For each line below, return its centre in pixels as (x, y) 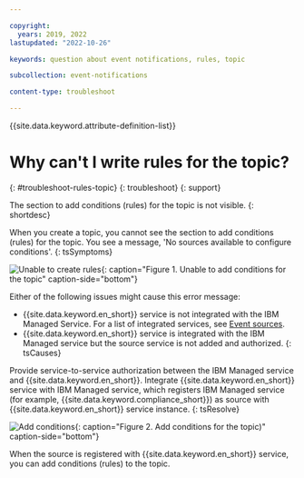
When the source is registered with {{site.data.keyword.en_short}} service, (149, 453)
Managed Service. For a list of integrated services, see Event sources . (154, 324)
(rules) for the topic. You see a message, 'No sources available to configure (151, 242)
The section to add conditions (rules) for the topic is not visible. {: (132, 204)
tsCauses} (42, 353)
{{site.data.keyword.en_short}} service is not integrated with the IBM (151, 314)
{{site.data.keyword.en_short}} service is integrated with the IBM (143, 334)
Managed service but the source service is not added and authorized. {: (157, 343)
